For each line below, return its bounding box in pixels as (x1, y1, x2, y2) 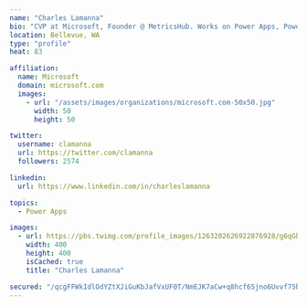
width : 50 (33, 106, 71, 115)
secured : (9, 282, 43, 291)
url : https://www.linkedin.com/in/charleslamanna (17, 182, 210, 191)
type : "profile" (9, 38, 71, 48)
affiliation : (9, 64, 59, 73)
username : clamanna (17, 140, 92, 149)
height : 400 (26, 248, 71, 258)
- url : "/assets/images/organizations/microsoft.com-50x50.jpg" (26, 98, 276, 107)
